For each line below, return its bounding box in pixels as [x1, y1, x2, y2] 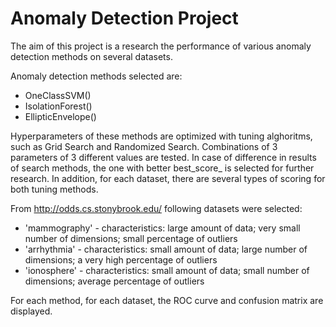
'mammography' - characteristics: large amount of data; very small [24, 222, 301, 234]
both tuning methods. [10, 183, 99, 195]
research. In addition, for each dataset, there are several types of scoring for [10, 172, 326, 184]
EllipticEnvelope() [24, 110, 97, 122]
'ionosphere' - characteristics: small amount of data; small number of [24, 264, 310, 276]
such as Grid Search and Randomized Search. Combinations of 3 [10, 140, 278, 152]
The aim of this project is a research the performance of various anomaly [10, 40, 312, 52]
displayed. [10, 305, 53, 317]
